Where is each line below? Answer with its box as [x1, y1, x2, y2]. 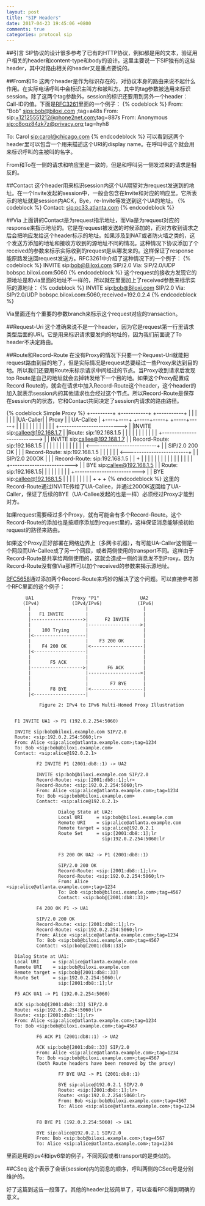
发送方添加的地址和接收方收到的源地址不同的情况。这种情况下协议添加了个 [11, 240, 199, 247]
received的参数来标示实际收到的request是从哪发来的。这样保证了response [6, 247, 194, 254]
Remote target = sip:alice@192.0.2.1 [58, 825, 154, 831]
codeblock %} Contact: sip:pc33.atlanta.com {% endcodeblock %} [6, 204, 175, 211]
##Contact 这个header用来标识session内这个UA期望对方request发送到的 [6, 182, 189, 189]
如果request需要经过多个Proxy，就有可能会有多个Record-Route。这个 [6, 511, 182, 518]
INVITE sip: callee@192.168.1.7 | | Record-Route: [51, 435, 170, 443]
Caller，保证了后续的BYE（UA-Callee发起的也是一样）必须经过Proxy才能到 [6, 490, 194, 498]
